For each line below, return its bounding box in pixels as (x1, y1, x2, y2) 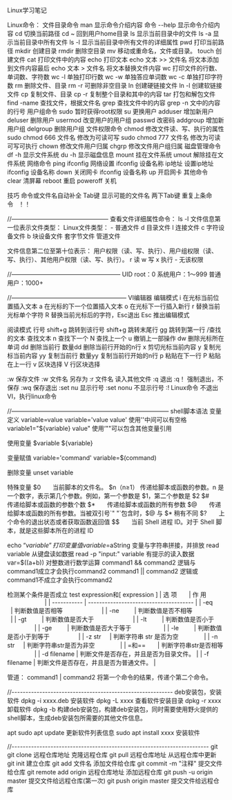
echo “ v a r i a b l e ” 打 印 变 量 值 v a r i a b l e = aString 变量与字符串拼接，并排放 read (7, 541, 220, 549)
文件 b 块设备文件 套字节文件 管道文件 (12, 232, 121, 240)
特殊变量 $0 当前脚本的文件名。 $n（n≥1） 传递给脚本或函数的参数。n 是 (7, 483, 224, 491)
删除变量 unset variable (7, 468, 74, 477)
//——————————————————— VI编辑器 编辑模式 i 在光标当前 (7, 294, 213, 301)
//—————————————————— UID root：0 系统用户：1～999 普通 (7, 270, 222, 278)
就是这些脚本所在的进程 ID (19, 526, 94, 535)
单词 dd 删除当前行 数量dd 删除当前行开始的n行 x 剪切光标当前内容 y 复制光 (7, 343, 222, 351)
